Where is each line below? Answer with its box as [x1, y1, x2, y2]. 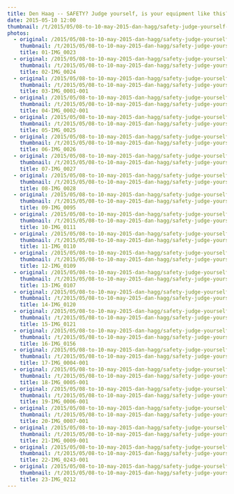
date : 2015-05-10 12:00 [7, 17, 77, 24]
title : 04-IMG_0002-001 [19, 107, 89, 114]
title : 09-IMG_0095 [19, 205, 77, 212]
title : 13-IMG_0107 [19, 282, 77, 289]
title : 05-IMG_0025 [19, 127, 77, 134]
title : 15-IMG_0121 [19, 321, 77, 328]
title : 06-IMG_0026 [19, 146, 77, 153]
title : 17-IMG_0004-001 [19, 360, 89, 367]
